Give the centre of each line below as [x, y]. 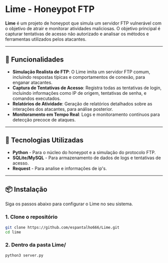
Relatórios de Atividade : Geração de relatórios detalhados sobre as [82, 103]
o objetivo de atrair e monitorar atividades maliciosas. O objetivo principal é [83, 28]
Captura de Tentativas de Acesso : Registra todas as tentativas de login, [87, 88]
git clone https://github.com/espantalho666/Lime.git [62, 227]
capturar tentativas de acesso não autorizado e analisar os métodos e [77, 34]
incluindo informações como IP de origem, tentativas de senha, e [79, 93]
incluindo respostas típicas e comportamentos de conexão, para [79, 77]
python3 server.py [24, 255]
